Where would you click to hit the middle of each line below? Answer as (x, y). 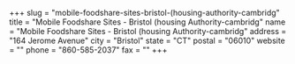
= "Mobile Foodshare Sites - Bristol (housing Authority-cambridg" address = (148, 31)
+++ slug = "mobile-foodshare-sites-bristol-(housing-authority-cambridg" (144, 13)
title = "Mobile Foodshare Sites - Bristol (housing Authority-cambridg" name (147, 22)
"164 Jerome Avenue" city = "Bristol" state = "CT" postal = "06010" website (147, 40)
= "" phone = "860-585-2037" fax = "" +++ (88, 50)
